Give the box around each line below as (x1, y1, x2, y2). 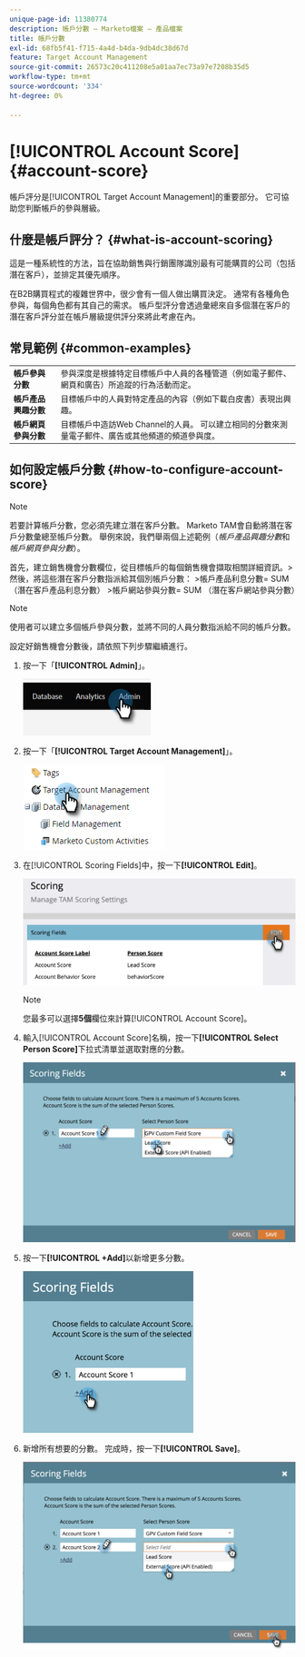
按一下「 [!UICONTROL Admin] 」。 (22, 659, 150, 671)
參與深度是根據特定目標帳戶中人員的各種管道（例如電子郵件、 (60, 368, 292, 379)
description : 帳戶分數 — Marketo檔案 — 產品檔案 (9, 24, 183, 34)
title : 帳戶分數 (9, 34, 65, 43)
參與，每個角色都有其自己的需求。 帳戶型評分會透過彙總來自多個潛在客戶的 (9, 300, 290, 311)
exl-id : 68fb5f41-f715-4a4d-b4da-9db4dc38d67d (9, 44, 189, 53)
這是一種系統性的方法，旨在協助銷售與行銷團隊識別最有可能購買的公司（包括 (9, 258, 296, 269)
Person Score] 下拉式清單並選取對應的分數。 (22, 1044, 190, 1055)
